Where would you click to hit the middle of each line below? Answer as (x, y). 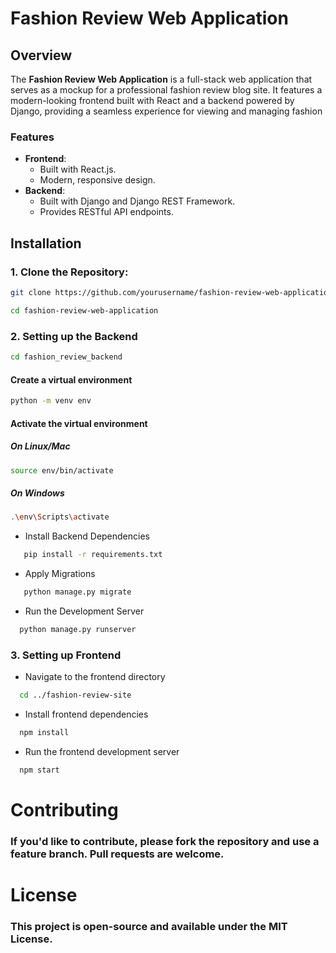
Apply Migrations (60, 574)
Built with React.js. (78, 169)
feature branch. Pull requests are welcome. (117, 854)
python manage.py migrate (77, 592)
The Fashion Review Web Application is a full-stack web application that (161, 79)
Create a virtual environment (71, 379)
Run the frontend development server (102, 751)
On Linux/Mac (40, 446)
